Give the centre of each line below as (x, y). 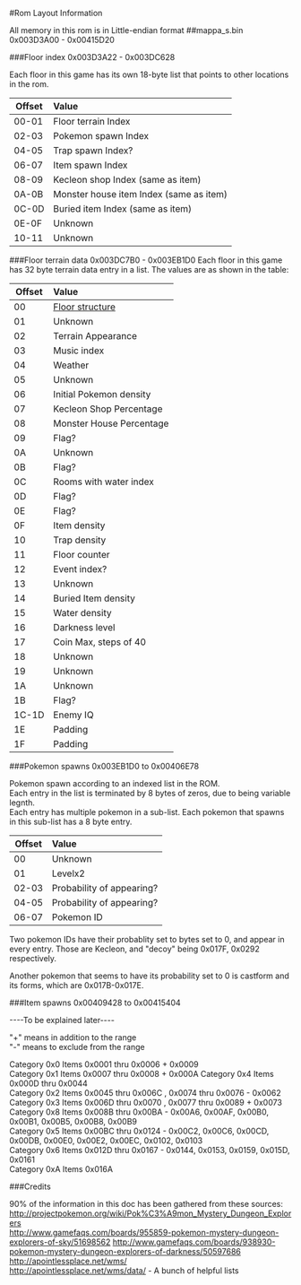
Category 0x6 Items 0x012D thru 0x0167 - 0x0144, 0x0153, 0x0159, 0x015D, (150, 1150)
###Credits (30, 1186)
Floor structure (85, 307)
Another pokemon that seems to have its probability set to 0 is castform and (149, 976)
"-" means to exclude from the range (77, 1047)
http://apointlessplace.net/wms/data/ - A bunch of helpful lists (124, 1271)
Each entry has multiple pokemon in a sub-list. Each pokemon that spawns (147, 812)
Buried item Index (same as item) (123, 208)
